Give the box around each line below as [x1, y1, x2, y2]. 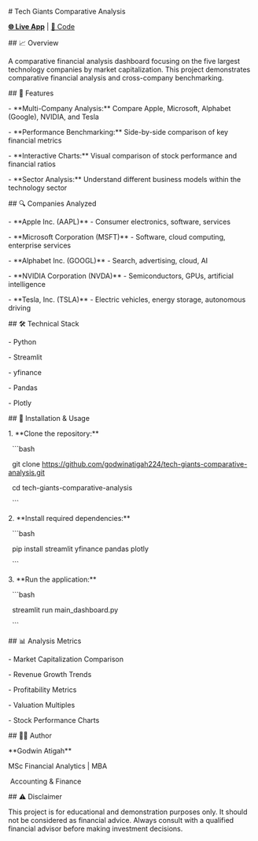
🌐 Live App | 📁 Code [8, 22, 76, 31]
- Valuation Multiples [8, 701, 76, 709]
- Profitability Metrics [8, 685, 77, 694]
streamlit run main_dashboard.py [11, 605, 119, 614]
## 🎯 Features [8, 88, 54, 98]
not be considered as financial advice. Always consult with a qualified [8, 816, 234, 824]
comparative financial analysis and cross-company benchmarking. [8, 73, 224, 82]
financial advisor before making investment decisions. [8, 824, 183, 833]
